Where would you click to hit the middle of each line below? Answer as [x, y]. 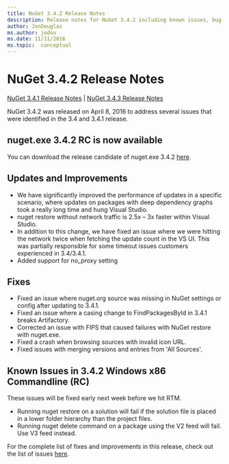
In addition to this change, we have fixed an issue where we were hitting [119, 231]
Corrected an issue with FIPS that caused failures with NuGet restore [114, 328]
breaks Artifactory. [43, 320]
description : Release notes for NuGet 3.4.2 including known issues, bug [114, 20]
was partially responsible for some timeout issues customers [103, 246]
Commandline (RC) [49, 381]
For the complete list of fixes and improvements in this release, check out [110, 447]
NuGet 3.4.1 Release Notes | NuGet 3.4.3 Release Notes [85, 98]
